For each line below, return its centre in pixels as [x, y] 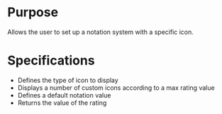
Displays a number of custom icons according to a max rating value [116, 87]
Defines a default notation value [64, 95]
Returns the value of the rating [62, 103]
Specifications [51, 61]
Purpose [33, 12]
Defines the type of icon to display [68, 80]
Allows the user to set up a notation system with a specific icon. [100, 32]
